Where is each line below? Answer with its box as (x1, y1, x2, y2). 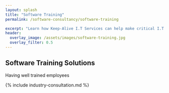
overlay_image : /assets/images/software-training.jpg (10, 35, 125, 40)
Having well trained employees (5, 72, 70, 78)
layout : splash (5, 7, 37, 13)
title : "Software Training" (5, 12, 65, 17)
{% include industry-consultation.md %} (5, 82, 90, 88)
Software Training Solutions (5, 59, 95, 67)
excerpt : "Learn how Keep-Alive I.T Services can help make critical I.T (5, 26, 164, 31)
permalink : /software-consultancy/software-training (5, 17, 119, 22)
